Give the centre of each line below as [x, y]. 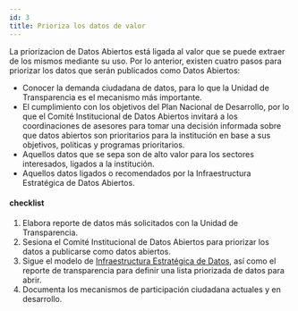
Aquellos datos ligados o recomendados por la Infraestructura [136, 173]
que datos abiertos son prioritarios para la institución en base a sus [146, 135]
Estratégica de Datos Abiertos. [79, 182]
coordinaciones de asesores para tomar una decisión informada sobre [152, 125]
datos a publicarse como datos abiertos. [97, 251]
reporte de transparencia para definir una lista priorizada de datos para [153, 270]
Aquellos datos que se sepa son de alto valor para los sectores [138, 154]
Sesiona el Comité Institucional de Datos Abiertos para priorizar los [146, 241]
